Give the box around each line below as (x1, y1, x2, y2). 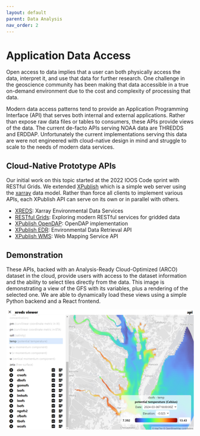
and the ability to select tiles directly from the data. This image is (6, 278, 165, 285)
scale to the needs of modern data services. (6, 143, 115, 151)
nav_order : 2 (6, 22, 39, 28)
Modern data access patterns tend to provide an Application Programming (6, 105, 189, 113)
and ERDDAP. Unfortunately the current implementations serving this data (6, 131, 187, 138)
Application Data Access (6, 48, 131, 62)
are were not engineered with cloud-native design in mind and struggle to (6, 137, 186, 145)
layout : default (6, 10, 46, 16)
